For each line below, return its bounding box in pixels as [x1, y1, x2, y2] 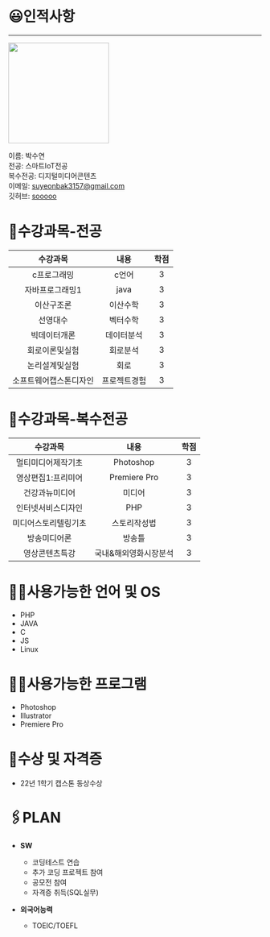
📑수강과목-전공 [8, 222, 103, 241]
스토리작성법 [111, 517, 157, 529]
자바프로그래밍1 [24, 284, 82, 295]
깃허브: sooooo [8, 191, 57, 201]
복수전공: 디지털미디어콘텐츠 [8, 171, 97, 180]
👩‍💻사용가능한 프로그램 [8, 674, 147, 693]
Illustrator [19, 711, 52, 720]
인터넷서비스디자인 [15, 502, 83, 513]
